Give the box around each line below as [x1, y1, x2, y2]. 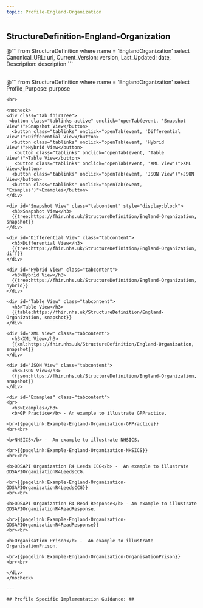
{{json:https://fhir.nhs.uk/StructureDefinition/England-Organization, [12, 373, 198, 380]
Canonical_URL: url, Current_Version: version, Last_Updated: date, [6, 54, 171, 61]
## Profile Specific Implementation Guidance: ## [6, 596, 135, 603]
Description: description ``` [6, 60, 74, 67]
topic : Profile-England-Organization [6, 9, 102, 15]
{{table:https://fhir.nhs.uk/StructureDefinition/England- [12, 309, 165, 316]
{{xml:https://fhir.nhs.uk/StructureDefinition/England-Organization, [12, 341, 194, 347]
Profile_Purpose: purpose [6, 85, 71, 92]
